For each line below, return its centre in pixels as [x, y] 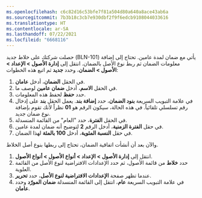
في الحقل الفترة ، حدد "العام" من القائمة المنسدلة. [71, 120]
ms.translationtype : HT [36, 23]
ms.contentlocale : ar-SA [37, 29]
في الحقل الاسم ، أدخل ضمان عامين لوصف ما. [66, 88]
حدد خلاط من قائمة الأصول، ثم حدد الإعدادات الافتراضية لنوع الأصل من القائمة [101, 163]
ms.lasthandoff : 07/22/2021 [42, 34]
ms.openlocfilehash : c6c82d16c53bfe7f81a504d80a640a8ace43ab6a [87, 12]
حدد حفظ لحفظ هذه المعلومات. [50, 94]
